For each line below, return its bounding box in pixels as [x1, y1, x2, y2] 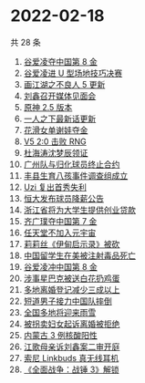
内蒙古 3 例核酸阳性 [23, 329, 98, 340]
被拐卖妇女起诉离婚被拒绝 [23, 318, 120, 329]
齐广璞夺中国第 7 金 [23, 215, 98, 226]
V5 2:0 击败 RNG [23, 136, 87, 147]
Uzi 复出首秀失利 [23, 181, 88, 192]
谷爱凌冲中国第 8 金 [23, 261, 98, 272]
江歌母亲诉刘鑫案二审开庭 [23, 341, 120, 352]
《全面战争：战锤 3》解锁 [23, 364, 119, 375]
